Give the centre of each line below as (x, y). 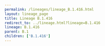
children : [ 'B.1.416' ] (27, 36)
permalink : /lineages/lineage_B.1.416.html (49, 9)
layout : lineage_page (26, 14)
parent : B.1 (17, 32)
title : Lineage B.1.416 (29, 18)
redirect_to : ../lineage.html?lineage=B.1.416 (52, 23)
